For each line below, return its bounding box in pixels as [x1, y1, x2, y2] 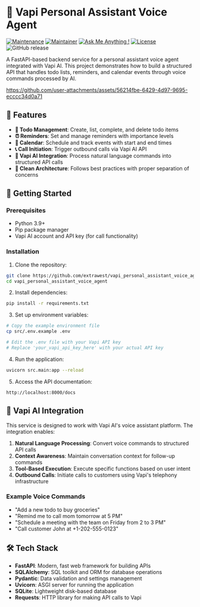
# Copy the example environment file [6, 323, 100, 329]
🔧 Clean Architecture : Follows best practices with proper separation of [14, 164, 189, 172]
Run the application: [14, 355, 64, 363]
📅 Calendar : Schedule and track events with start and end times [14, 139, 172, 146]
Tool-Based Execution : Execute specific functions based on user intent [14, 465, 190, 472]
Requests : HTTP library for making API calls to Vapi [14, 594, 142, 601]
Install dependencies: [14, 289, 68, 296]
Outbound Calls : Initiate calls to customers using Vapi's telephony [14, 471, 177, 479]
